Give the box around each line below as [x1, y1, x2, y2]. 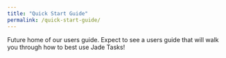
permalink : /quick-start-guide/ [7, 17, 101, 23]
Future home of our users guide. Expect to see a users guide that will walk [7, 35, 219, 43]
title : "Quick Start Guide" [7, 10, 89, 17]
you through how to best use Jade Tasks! [7, 43, 125, 51]
